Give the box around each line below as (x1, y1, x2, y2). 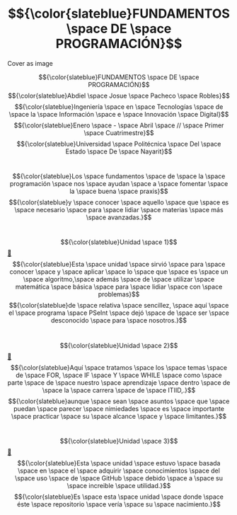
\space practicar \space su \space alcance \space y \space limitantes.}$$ (11, 412, 227, 420)
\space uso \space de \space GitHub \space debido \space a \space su (15, 473, 223, 482)
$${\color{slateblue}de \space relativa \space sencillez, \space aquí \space (8, 301, 229, 310)
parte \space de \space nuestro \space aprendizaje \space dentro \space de (7, 378, 231, 387)
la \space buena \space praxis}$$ (69, 187, 168, 196)
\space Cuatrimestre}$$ (83, 128, 154, 137)
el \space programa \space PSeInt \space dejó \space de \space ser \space (8, 308, 230, 317)
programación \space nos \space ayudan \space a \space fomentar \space (9, 180, 229, 188)
